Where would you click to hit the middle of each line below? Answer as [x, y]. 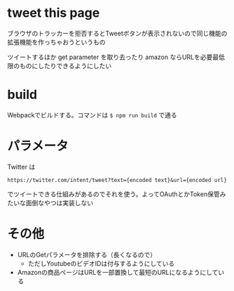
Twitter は [21, 167]
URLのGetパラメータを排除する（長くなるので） [87, 254]
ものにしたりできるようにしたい [66, 65]
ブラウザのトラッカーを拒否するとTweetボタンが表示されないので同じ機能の [117, 33]
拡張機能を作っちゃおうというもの [56, 42]
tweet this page [54, 13]
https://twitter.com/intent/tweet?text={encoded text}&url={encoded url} [117, 180]
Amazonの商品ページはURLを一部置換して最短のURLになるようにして [118, 272]
